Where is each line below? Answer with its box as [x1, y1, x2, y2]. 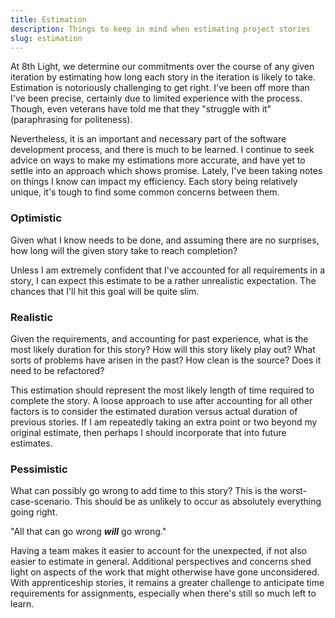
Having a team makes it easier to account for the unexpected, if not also [10, 545, 307, 557]
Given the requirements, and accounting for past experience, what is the [10, 332, 309, 345]
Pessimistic [10, 462, 68, 476]
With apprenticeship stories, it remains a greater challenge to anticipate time [10, 577, 325, 589]
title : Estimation [10, 14, 87, 25]
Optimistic [10, 211, 62, 225]
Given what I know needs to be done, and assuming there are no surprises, [10, 234, 320, 246]
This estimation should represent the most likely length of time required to [10, 384, 315, 396]
